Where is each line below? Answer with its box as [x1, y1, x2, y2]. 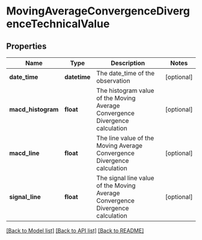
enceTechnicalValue [6, 17, 110, 31]
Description [111, 59, 145, 67]
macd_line [9, 149, 40, 157]
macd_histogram [9, 106, 59, 113]
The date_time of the [96, 69, 155, 77]
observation [96, 77, 130, 85]
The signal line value [96, 174, 155, 182]
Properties [6, 41, 47, 51]
